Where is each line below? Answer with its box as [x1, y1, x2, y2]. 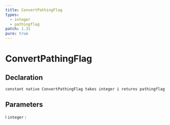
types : [5, 12, 19, 17]
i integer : [5, 114, 26, 120]
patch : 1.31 [5, 26, 31, 32]
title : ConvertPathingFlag [5, 7, 63, 13]
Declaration [5, 73, 43, 82]
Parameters [5, 100, 43, 109]
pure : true [5, 31, 29, 36]
